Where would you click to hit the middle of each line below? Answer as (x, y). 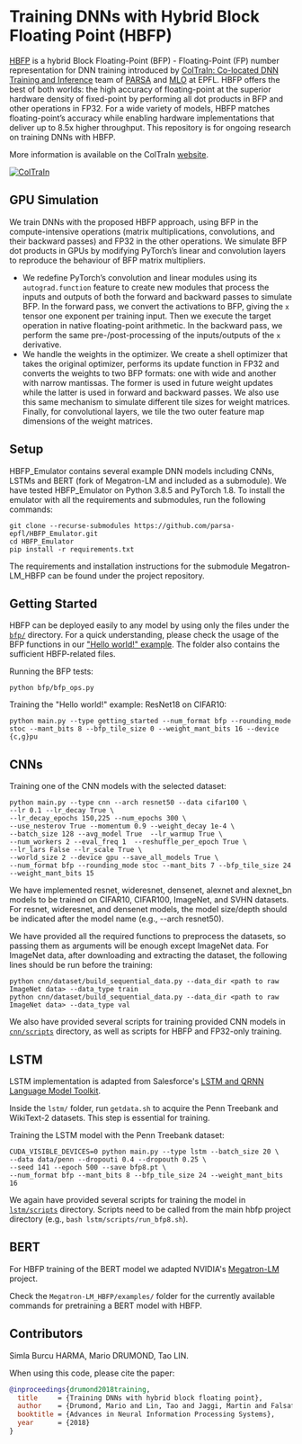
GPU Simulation (54, 200)
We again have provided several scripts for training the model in (128, 1200)
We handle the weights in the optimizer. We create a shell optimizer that (155, 354)
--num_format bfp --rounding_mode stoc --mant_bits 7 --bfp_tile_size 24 (151, 866)
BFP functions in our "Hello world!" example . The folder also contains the (145, 644)
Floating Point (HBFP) (91, 36)
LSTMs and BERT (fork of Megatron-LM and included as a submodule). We (148, 480)
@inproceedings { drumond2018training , (80, 1389)
